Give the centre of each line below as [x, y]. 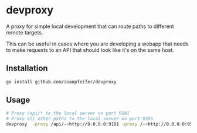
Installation [27, 69]
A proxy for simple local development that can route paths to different [90, 26]
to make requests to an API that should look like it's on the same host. [90, 50]
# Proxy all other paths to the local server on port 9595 [80, 119]
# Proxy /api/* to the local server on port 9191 [68, 113]
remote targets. [25, 32]
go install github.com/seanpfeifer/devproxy [61, 82]
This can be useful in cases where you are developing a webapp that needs [97, 44]
